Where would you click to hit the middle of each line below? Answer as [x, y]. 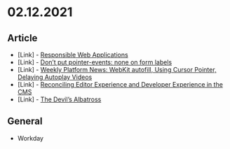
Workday [31, 138]
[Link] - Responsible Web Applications [73, 55]
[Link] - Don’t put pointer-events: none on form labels [95, 62]
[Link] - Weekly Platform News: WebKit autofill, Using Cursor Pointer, [117, 70]
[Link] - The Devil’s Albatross [59, 99]
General [25, 121]
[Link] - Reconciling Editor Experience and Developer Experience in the [120, 84]
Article [22, 38]
